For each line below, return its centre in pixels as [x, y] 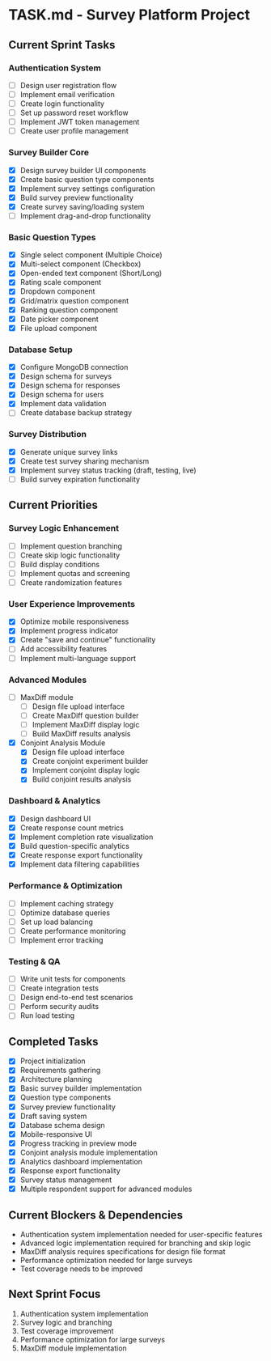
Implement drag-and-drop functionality [85, 215]
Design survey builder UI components [83, 170]
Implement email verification [67, 94]
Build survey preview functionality [76, 197]
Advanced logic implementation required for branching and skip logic [135, 1243]
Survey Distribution [48, 435]
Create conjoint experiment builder [90, 761]
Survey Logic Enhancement [64, 528]
